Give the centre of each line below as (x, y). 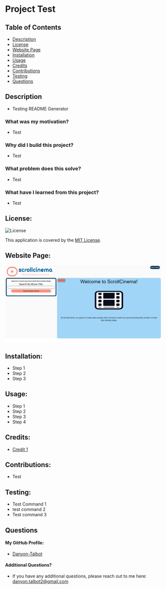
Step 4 (19, 422)
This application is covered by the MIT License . (53, 240)
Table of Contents (33, 27)
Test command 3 (29, 515)
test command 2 (29, 509)
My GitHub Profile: (25, 543)
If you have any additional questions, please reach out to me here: (79, 576)
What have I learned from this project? (52, 192)
